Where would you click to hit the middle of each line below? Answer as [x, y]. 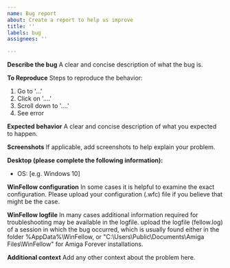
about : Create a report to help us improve [70, 20]
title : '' [21, 26]
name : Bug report [32, 13]
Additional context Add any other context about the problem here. [101, 258]
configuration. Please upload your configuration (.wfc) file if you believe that [115, 194]
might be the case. [34, 202]
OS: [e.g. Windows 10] [48, 174]
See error [31, 113]
